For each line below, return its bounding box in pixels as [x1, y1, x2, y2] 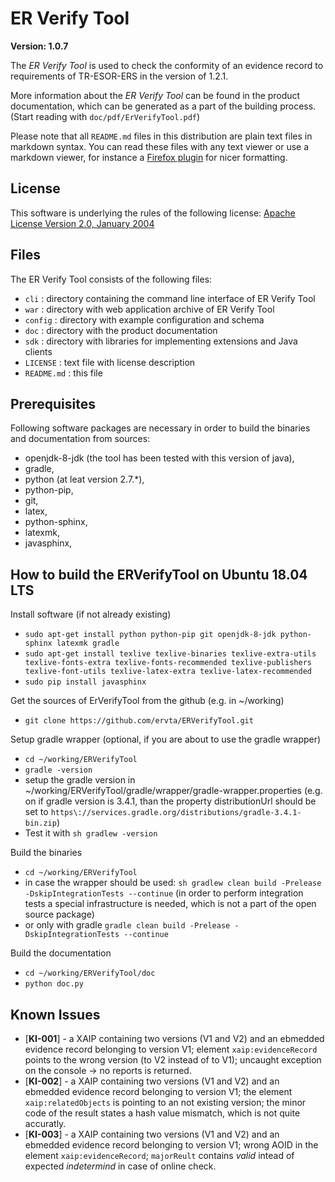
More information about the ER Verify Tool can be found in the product [10, 89, 301, 101]
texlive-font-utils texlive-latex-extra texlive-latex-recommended [24, 667, 312, 677]
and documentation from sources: [10, 433, 151, 445]
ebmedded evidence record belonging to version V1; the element [24, 1086, 293, 1097]
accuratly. [24, 1118, 67, 1129]
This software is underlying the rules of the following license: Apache [10, 207, 296, 219]
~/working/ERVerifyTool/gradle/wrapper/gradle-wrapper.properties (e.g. [24, 785, 323, 797]
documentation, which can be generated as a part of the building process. [10, 100, 317, 112]
